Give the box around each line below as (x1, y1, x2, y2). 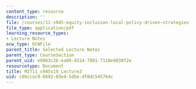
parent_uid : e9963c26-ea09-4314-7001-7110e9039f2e (6, 57, 132, 63)
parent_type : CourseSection (6, 52, 75, 58)
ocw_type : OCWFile (6, 42, 51, 47)
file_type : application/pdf (6, 25, 75, 31)
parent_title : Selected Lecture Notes (6, 47, 100, 53)
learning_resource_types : (6, 30, 69, 36)
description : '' (6, 14, 45, 20)
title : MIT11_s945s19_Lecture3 (6, 69, 82, 74)
